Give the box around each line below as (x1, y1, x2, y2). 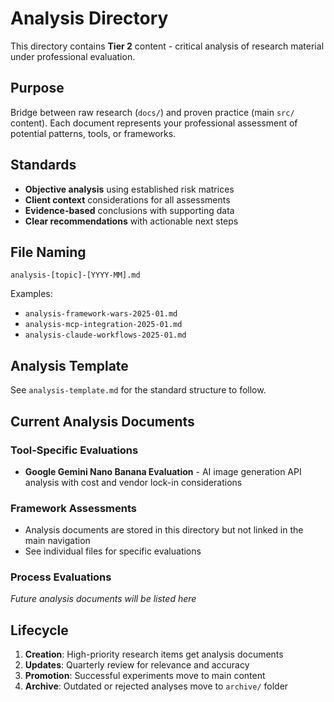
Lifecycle (10, 622, 69, 639)
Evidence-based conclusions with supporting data (24, 204, 235, 216)
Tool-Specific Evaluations (10, 443, 139, 457)
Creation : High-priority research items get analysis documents (24, 648, 284, 661)
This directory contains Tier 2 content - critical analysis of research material (10, 40, 325, 52)
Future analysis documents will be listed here (10, 593, 197, 605)
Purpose (10, 80, 65, 97)
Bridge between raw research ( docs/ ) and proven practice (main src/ (10, 106, 295, 118)
